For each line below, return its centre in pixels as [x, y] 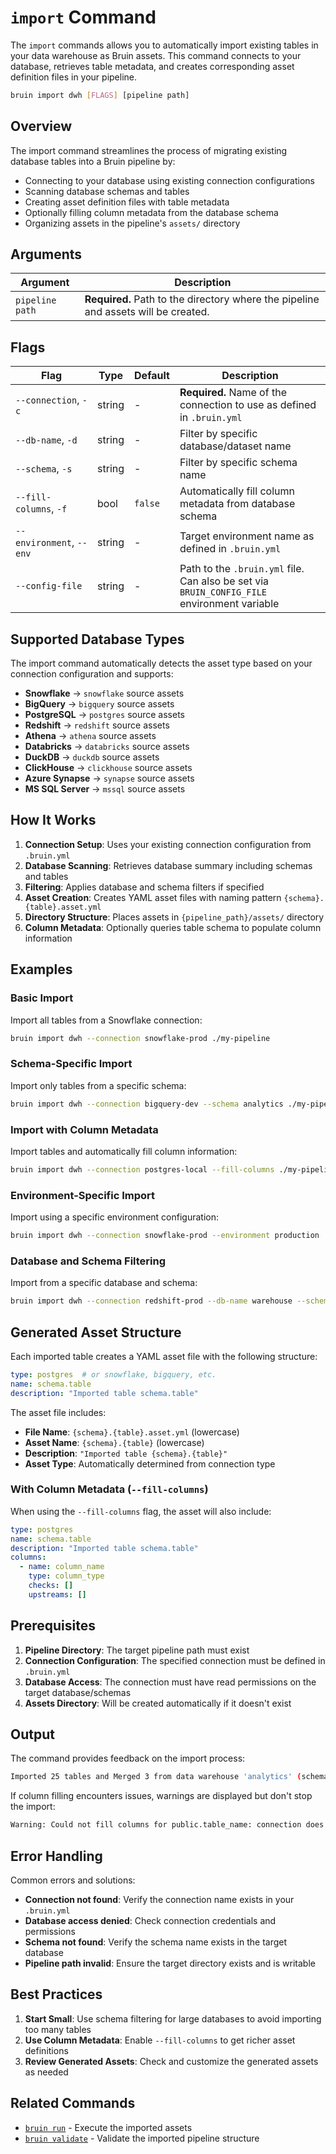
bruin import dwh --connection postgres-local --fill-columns [142, 1169]
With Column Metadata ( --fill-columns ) [109, 1489]
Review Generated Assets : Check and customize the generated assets [171, 2061]
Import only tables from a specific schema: [98, 1085]
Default [152, 376]
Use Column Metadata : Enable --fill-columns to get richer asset [160, 2040]
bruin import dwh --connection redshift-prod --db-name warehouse [151, 1301]
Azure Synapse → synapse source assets [109, 778]
